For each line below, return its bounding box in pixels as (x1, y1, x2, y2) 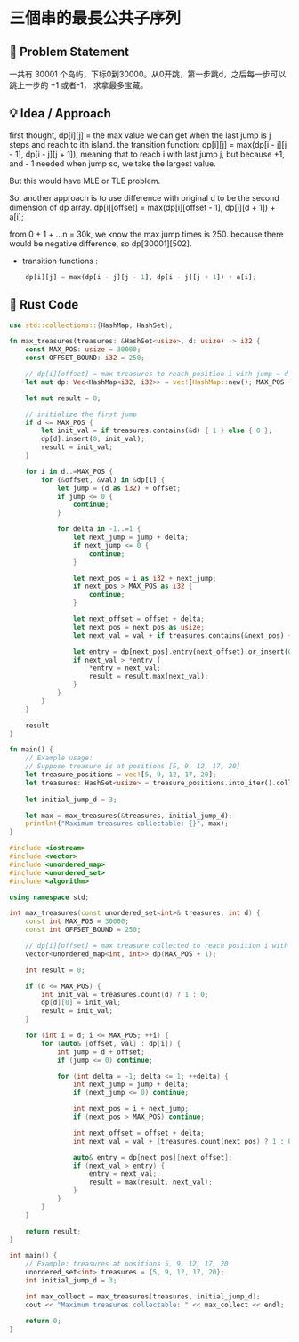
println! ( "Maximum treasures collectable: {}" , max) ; (25, 819, 229, 828)
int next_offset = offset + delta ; (72, 1129, 205, 1137)
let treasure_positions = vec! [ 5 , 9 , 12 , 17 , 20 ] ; (25, 770, 217, 779)
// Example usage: (25, 753, 93, 763)
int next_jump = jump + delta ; (72, 1080, 190, 1089)
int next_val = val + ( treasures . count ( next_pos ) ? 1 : (72, 1137, 285, 1145)
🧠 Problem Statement (9, 44, 130, 59)
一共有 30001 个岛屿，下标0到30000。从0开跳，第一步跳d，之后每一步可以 (9, 68, 287, 79)
